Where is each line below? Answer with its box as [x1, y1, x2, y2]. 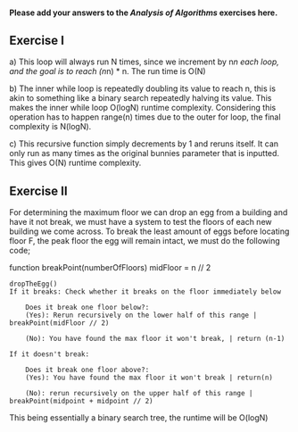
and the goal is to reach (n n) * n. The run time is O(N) [9, 66, 207, 77]
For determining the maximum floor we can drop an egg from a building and [9, 207, 288, 218]
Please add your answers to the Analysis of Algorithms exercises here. [9, 7, 278, 18]
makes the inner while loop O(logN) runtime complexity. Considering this [9, 103, 277, 113]
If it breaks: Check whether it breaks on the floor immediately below [9, 287, 281, 296]
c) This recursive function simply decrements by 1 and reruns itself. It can [9, 138, 279, 149]
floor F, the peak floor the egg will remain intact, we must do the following [9, 236, 280, 246]
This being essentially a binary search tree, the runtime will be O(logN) [9, 412, 269, 423]
